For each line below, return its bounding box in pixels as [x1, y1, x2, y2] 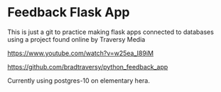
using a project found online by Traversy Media [7, 35, 146, 43]
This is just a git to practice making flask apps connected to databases [7, 28, 215, 36]
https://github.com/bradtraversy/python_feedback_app [7, 62, 168, 71]
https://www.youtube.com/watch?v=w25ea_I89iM [7, 49, 154, 57]
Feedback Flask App [7, 4, 130, 21]
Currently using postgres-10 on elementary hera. [7, 76, 151, 85]
